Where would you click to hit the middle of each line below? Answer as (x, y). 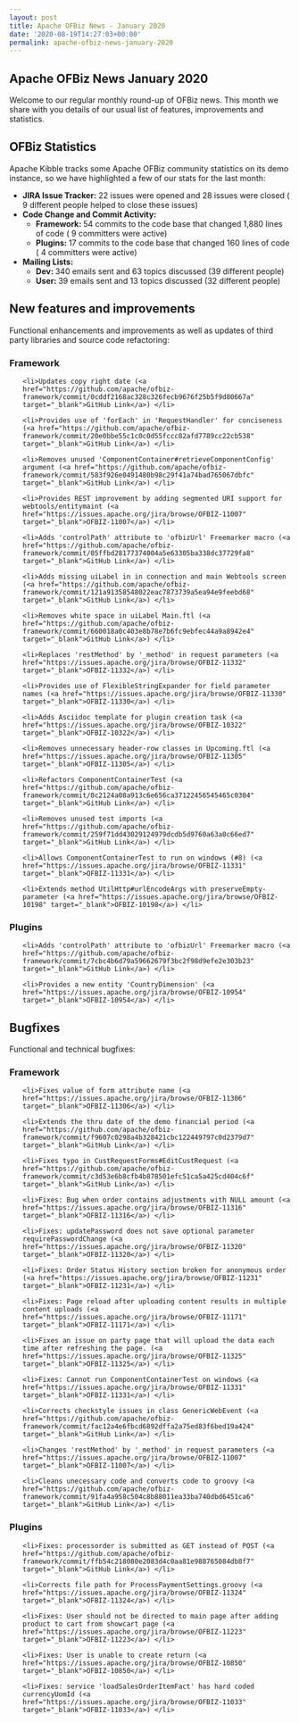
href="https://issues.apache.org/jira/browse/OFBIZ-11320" (134, 1247)
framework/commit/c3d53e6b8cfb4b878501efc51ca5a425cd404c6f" (138, 1177)
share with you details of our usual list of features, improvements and (137, 110)
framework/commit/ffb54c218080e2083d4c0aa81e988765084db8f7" (138, 1561)
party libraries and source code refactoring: (89, 339)
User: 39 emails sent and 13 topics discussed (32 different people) (158, 280)
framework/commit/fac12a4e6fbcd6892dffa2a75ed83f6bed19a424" (138, 1427)
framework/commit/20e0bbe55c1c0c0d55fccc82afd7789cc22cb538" (138, 436)
